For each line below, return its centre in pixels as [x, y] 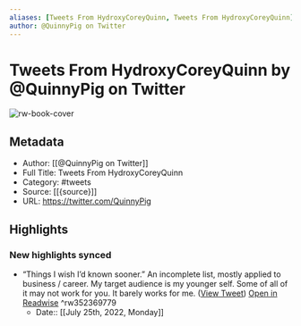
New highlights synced [60, 255]
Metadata [37, 142]
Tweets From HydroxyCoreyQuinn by [150, 70]
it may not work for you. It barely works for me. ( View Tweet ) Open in [150, 293]
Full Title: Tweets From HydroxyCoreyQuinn [103, 173]
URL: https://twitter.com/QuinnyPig [87, 201]
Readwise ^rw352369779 [69, 302]
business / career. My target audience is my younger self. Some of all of [155, 283]
